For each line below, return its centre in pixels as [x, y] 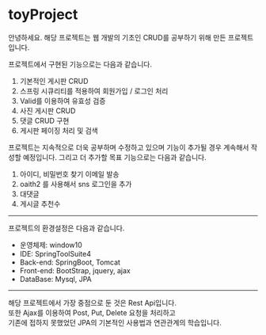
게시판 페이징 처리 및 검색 [59, 130]
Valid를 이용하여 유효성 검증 [63, 101]
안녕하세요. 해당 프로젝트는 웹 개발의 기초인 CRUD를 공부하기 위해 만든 [117, 37]
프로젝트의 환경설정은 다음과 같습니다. [66, 228]
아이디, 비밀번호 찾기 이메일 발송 [69, 174]
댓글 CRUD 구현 [44, 120]
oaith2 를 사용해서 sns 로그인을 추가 [76, 184]
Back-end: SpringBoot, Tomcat [70, 262]
